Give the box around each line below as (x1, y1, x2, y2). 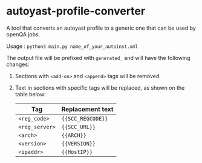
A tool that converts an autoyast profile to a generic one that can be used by (6, 24, 197, 32)
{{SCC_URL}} (61, 123, 96, 130)
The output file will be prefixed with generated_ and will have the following (6, 54, 191, 61)
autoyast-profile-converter (6, 4, 146, 18)
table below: (15, 90, 47, 98)
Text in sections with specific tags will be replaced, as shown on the (15, 84, 185, 91)
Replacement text (61, 105, 114, 113)
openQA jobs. (6, 30, 41, 38)
